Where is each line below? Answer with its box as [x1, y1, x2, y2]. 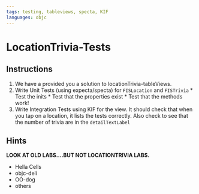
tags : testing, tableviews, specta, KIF [6, 8, 109, 15]
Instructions [6, 64, 53, 74]
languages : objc [6, 14, 47, 20]
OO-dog [14, 176, 36, 183]
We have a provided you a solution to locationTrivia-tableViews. [14, 80, 172, 87]
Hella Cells [14, 163, 42, 171]
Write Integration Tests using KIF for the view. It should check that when [14, 106, 193, 113]
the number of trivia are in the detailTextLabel [14, 118, 131, 126]
